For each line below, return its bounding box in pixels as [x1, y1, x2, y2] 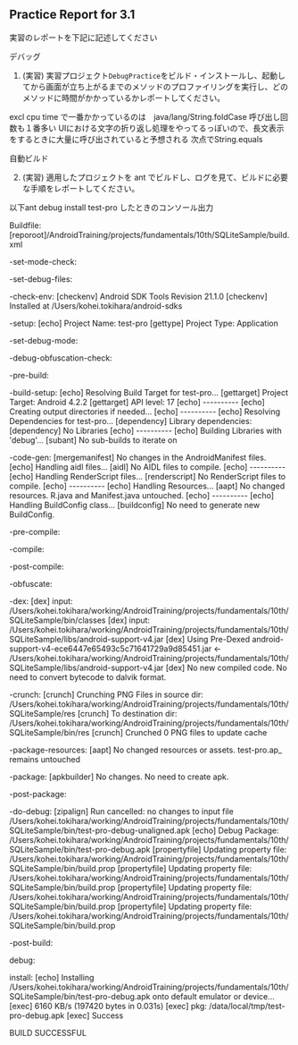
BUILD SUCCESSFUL [9, 1027, 87, 1038]
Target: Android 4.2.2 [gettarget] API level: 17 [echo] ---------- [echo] [9, 396, 265, 407]
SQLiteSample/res [9, 708, 76, 718]
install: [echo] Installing [9, 972, 95, 982]
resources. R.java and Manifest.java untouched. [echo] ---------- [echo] [9, 489, 275, 500]
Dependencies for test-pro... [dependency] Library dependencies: [9, 415, 252, 426]
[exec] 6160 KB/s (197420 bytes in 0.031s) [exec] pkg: [9, 1000, 208, 1011]
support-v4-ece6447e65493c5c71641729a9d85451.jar [9, 643, 212, 654]
